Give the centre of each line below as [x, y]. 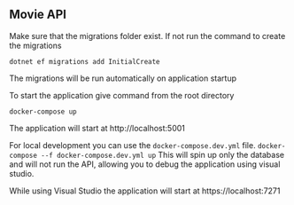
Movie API [38, 15]
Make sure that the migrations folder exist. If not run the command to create [147, 35]
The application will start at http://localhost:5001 [97, 128]
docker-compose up [43, 111]
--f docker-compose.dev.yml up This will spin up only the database [163, 154]
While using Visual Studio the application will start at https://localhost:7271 [145, 191]
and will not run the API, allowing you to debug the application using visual [145, 164]
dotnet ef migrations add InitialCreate [85, 61]
